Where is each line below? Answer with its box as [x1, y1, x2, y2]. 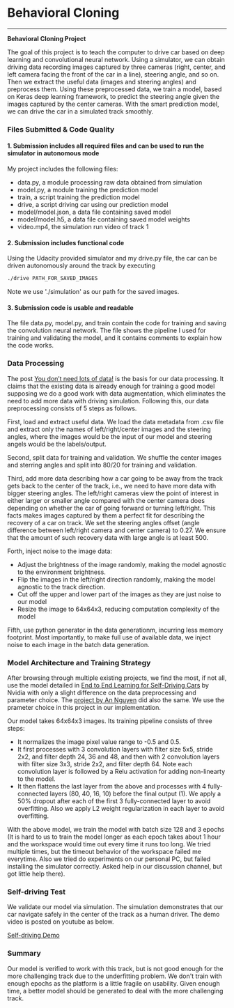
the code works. [7, 341, 54, 350]
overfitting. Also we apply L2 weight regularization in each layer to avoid [17, 804, 225, 812]
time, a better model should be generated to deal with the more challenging [7, 986, 224, 995]
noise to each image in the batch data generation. [7, 640, 150, 649]
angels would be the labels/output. [7, 440, 107, 448]
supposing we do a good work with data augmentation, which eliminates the [7, 389, 226, 398]
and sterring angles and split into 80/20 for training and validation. [7, 460, 197, 469]
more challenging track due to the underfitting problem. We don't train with [7, 972, 223, 980]
